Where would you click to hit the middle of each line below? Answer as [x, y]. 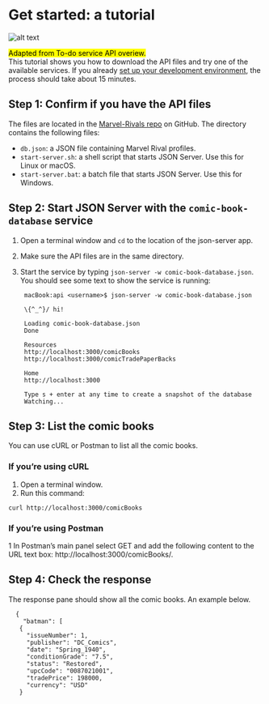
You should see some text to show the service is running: [116, 280]
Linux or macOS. [48, 165]
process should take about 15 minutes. [72, 79]
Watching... [44, 401]
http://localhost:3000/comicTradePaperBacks [100, 359]
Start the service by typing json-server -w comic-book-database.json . [137, 271]
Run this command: [52, 493]
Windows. [37, 182]
